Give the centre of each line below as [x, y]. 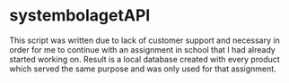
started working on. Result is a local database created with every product [144, 59]
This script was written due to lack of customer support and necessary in [144, 40]
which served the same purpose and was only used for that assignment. [143, 69]
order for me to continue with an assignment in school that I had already [142, 49]
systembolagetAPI [80, 16]
